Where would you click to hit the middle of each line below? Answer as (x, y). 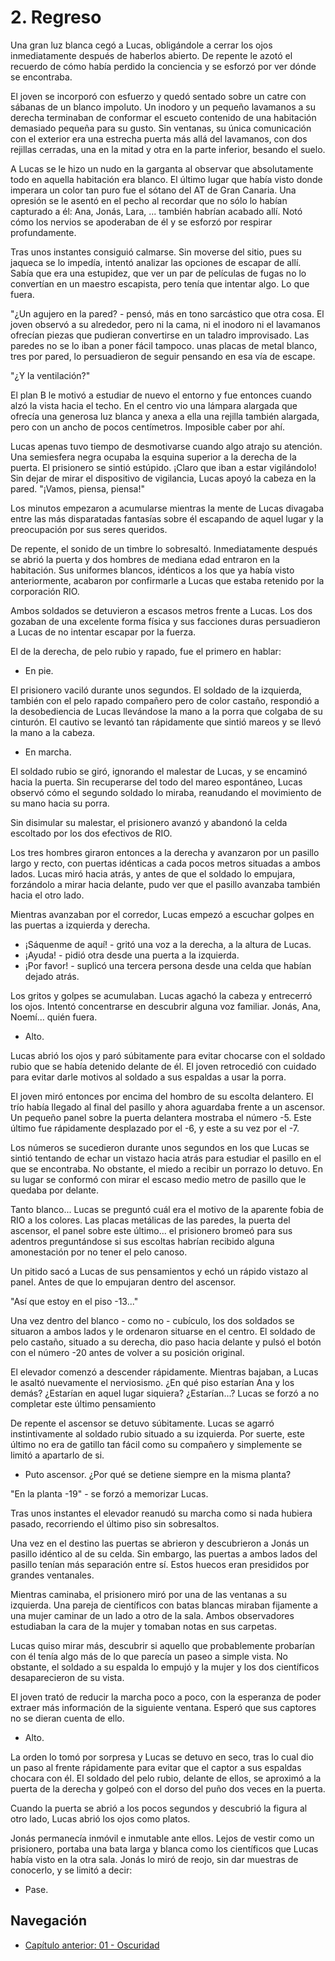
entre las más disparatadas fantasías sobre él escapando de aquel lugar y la (167, 518)
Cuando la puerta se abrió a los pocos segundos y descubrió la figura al (159, 1808)
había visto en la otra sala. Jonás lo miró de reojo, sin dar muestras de (154, 1859)
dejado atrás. (52, 976)
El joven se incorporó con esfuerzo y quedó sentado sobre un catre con (158, 96)
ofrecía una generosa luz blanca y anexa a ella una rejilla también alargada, (165, 416)
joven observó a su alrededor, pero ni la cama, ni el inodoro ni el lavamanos (165, 324)
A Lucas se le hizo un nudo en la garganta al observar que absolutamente (162, 168)
